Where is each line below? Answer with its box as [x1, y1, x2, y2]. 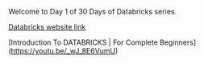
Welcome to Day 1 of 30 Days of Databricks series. [8, 7, 177, 16]
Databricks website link [8, 22, 86, 31]
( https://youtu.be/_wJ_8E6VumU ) [8, 46, 119, 55]
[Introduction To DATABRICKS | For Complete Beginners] [8, 37, 197, 47]
